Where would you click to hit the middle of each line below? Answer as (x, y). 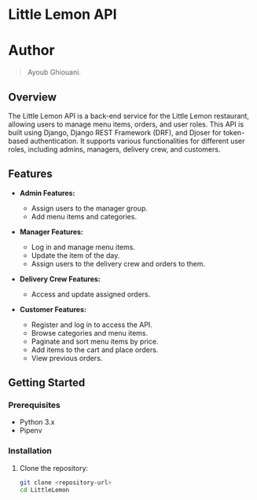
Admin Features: (47, 193)
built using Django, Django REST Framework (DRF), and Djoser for (115, 132)
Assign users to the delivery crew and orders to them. (118, 263)
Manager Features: (51, 232)
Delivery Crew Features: (60, 279)
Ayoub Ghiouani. (54, 72)
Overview (33, 97)
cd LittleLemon (44, 490)
